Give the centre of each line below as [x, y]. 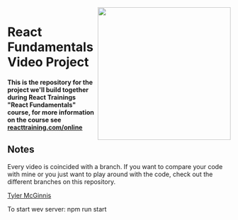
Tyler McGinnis [29, 195]
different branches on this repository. [62, 181]
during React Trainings [42, 97]
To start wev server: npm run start [57, 209]
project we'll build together [48, 89]
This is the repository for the [50, 82]
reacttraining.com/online [45, 127]
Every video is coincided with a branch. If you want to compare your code [115, 166]
